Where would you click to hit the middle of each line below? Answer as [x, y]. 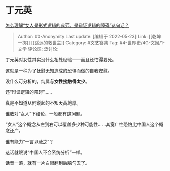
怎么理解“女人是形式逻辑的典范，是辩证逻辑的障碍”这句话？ [67, 25]
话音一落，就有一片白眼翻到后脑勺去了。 [47, 163]
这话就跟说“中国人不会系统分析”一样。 [45, 152]
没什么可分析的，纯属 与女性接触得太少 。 [47, 81]
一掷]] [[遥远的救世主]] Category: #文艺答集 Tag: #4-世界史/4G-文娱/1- [91, 42]
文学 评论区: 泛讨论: [38, 49]
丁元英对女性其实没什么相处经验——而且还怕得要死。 [61, 59]
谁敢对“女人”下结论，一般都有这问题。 [45, 113]
